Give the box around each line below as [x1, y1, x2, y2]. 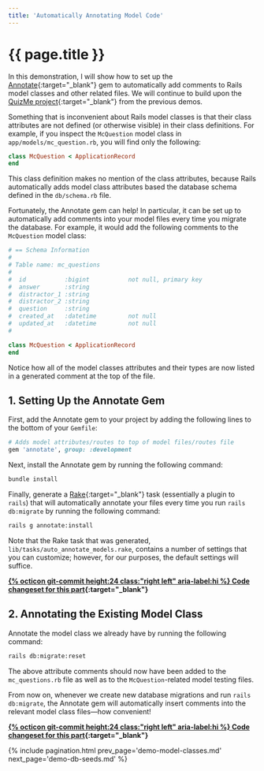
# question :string [8, 305, 90, 313]
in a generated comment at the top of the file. [8, 371, 156, 381]
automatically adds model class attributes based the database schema [8, 182, 237, 192]
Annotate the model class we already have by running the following [8, 628, 227, 638]
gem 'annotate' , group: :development [8, 446, 132, 454]
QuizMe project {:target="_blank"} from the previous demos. [8, 96, 203, 106]
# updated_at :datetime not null [8, 320, 157, 328]
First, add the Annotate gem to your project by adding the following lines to [8, 415, 252, 424]
